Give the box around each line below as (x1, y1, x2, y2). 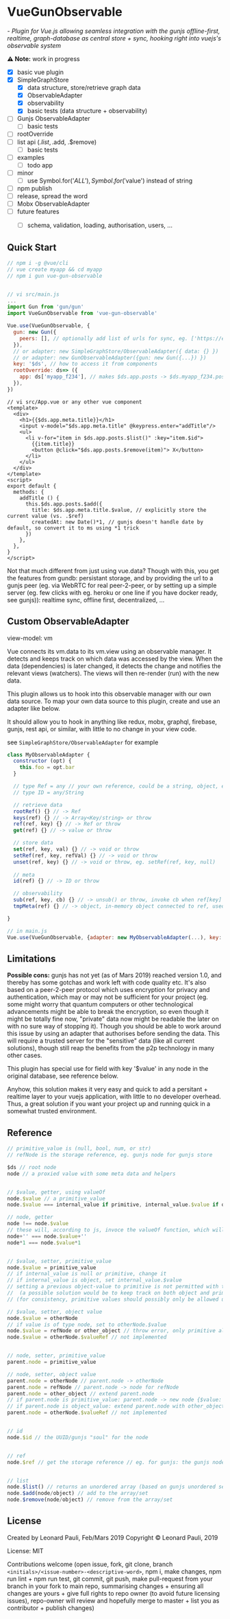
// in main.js (7, 927, 48, 934)
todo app (27, 161, 53, 169)
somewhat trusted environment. (7, 1107, 97, 1115)
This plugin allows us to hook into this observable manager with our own (7, 689, 212, 698)
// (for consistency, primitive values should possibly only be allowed (7, 1296, 219, 1303)
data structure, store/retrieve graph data (27, 84, 142, 92)
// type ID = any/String (13, 789, 84, 796)
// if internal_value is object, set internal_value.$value (7, 1277, 183, 1284)
